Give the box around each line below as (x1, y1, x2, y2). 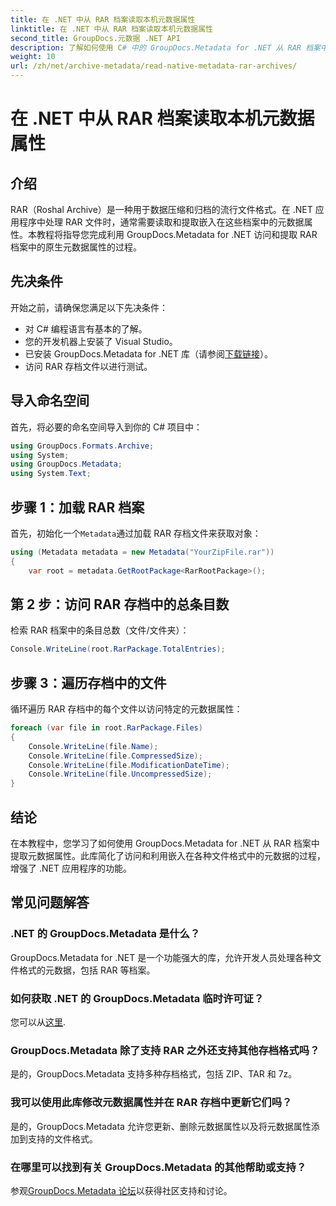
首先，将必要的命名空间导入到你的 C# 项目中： (10, 421, 203, 433)
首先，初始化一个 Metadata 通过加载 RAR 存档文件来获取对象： (10, 527, 262, 539)
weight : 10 (10, 52, 56, 62)
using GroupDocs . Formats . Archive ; (10, 441, 155, 451)
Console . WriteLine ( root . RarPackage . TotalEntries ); (10, 644, 226, 655)
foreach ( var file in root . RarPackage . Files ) (10, 723, 203, 733)
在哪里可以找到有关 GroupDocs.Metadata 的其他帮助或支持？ (10, 1160, 307, 1174)
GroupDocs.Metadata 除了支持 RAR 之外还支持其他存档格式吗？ (10, 1043, 320, 1057)
